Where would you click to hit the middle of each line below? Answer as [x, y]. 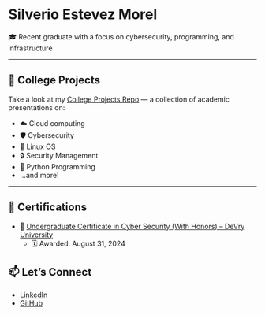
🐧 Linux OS [38, 146]
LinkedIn [34, 295]
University [36, 235]
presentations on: [37, 107]
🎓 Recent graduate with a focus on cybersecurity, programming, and [121, 36]
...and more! [39, 175]
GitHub [31, 303]
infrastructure [30, 48]
